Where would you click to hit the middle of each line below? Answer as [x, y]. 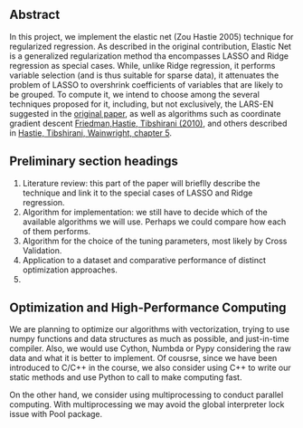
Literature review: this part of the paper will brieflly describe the [141, 183]
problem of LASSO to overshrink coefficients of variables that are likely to [146, 84]
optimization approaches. [70, 270]
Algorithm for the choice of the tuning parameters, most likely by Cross [155, 241]
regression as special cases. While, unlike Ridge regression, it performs [142, 65]
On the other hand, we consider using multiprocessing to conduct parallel [147, 395]
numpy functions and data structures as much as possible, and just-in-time [149, 339]
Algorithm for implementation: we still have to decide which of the [145, 212]
